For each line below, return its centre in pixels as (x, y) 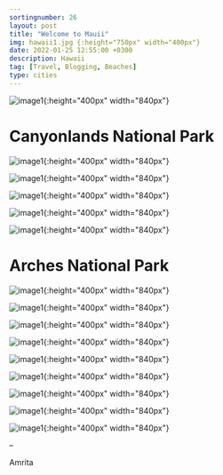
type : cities (33, 75)
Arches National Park (89, 265)
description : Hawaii (48, 59)
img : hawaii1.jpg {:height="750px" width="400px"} (105, 42)
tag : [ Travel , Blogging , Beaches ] (73, 67)
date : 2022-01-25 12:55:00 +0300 (71, 51)
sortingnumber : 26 (43, 17)
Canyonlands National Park (112, 136)
